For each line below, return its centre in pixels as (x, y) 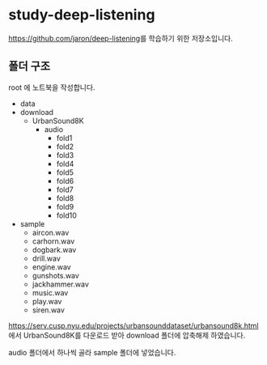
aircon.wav (51, 232)
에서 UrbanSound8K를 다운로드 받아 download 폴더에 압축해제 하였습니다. (127, 335)
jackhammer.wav (60, 284)
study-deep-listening (82, 15)
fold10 (66, 215)
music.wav (50, 292)
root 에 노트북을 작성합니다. (52, 87)
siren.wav (48, 310)
